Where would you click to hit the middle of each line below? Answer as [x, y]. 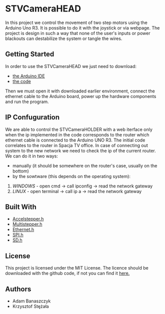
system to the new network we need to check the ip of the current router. [80, 150]
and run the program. [27, 101]
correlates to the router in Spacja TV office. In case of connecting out [77, 145]
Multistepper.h [27, 224]
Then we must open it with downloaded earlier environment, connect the [80, 91]
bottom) [20, 171]
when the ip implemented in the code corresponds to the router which [77, 134]
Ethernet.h [23, 229]
